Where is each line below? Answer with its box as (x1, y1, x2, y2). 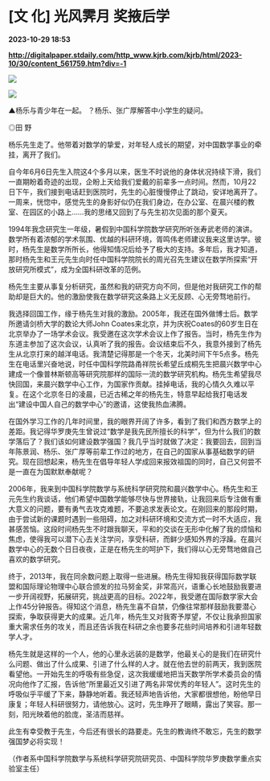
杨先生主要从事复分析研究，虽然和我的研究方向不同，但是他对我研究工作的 (8, 281, 255, 291)
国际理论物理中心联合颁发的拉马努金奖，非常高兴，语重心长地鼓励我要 (22, 581, 255, 591)
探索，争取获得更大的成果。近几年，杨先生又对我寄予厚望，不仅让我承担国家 (8, 611, 262, 621)
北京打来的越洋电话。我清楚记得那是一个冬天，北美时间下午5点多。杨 (22, 349, 252, 358)
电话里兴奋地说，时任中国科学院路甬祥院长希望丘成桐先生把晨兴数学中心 (22, 359, 262, 369)
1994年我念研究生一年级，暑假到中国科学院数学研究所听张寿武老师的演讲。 (8, 224, 257, 233)
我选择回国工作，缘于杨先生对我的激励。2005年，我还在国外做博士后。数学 (8, 308, 259, 318)
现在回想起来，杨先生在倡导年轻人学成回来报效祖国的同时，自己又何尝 (22, 457, 255, 466)
